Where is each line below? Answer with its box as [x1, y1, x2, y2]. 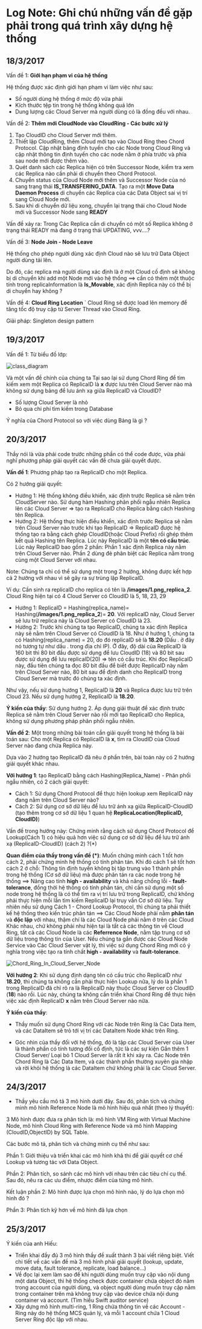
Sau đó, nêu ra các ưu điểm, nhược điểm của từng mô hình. [6, 1177, 154, 1184]
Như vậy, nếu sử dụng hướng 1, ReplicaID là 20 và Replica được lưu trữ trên [6, 686, 192, 693]
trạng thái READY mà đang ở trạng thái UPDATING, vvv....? [6, 227, 151, 234]
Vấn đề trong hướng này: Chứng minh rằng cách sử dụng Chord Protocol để [6, 827, 194, 834]
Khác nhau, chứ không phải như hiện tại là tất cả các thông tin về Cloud [6, 922, 184, 930]
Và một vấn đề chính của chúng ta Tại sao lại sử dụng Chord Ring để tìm [6, 374, 186, 381]
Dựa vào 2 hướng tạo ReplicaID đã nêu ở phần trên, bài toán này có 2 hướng [6, 753, 195, 761]
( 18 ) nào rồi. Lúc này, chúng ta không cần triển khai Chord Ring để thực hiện [6, 991, 196, 998]
